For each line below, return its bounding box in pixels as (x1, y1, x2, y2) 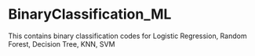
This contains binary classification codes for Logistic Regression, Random (8, 31, 247, 40)
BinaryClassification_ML (8, 5, 172, 23)
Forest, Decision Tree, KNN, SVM (8, 39, 115, 48)
